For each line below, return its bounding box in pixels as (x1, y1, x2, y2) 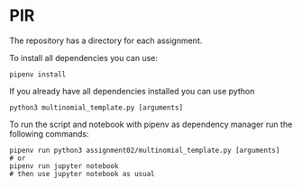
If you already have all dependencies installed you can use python (9, 85, 255, 96)
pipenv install (9, 69, 67, 79)
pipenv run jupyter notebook (9, 161, 119, 171)
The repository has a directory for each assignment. (9, 35, 203, 46)
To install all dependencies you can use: (9, 52, 159, 63)
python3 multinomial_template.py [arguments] (9, 102, 183, 112)
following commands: (9, 128, 89, 139)
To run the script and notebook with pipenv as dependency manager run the (9, 119, 293, 129)
